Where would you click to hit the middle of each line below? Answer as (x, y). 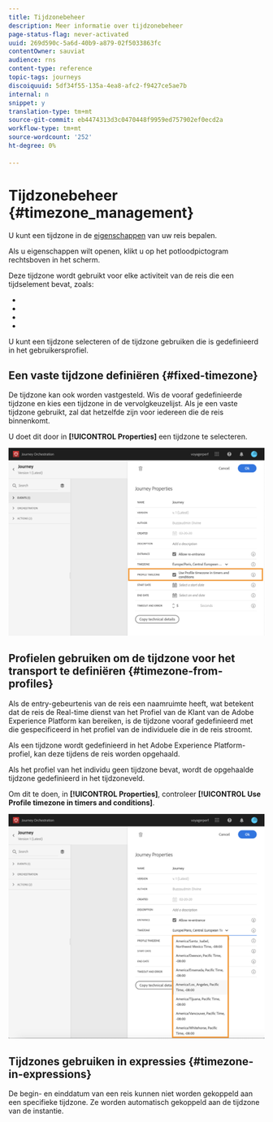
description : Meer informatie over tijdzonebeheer (96, 26)
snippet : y (27, 103)
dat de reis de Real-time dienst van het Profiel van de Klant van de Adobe (131, 712)
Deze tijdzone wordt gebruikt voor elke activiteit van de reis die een (121, 275)
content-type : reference (50, 69)
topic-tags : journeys (45, 77)
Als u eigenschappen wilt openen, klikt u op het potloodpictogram (119, 251)
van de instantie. (36, 1111)
